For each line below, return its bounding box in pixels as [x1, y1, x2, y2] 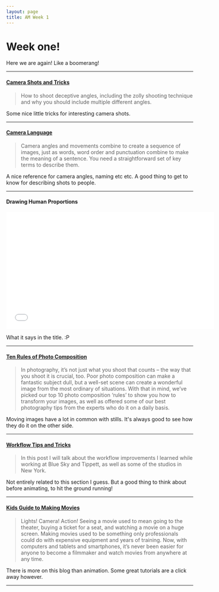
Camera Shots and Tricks [6, 79, 70, 86]
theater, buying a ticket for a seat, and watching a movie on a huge [20, 524, 184, 531]
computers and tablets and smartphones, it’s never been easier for [20, 543, 184, 550]
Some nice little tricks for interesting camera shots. [6, 109, 131, 117]
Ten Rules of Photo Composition [6, 353, 87, 360]
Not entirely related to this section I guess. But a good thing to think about [6, 478, 187, 485]
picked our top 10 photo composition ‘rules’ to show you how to [20, 391, 176, 399]
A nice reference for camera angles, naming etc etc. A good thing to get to [6, 173, 188, 180]
